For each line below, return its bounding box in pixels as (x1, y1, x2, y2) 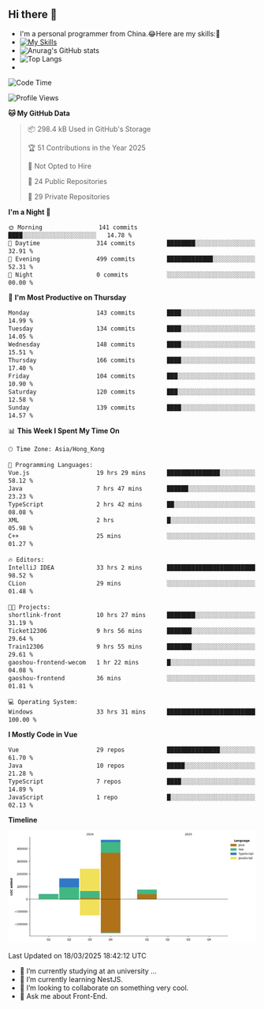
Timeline (8, 815, 38, 824)
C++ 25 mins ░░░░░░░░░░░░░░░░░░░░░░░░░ (8, 532, 256, 540)
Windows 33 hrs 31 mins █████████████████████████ (8, 708, 256, 716)
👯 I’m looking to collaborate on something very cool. (19, 983, 189, 992)
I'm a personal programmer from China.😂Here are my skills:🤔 (19, 28, 221, 38)
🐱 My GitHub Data (8, 108, 71, 118)
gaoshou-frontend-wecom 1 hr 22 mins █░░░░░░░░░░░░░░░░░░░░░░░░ (8, 658, 256, 666)
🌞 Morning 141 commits (8, 223, 138, 232)
